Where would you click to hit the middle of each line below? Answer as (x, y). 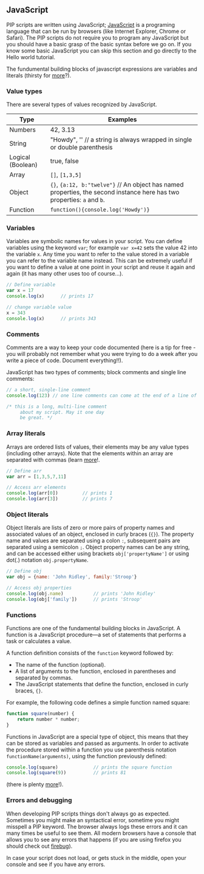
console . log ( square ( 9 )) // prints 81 (66, 773)
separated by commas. (44, 677)
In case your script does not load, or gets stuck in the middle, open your (96, 858)
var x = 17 (20, 291)
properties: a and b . (77, 200)
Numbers (23, 130)
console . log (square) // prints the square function (89, 767)
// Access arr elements (36, 488)
